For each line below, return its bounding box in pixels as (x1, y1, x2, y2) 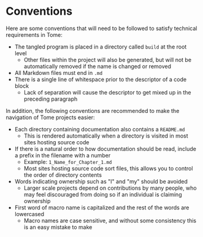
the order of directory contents (23, 171, 102, 179)
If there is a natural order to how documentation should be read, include (14, 145, 197, 152)
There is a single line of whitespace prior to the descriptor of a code (14, 76, 187, 83)
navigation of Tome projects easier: (6, 114, 96, 121)
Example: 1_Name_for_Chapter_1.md (23, 158, 112, 165)
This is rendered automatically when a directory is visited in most (23, 132, 188, 139)
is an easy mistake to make (23, 223, 93, 231)
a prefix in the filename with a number (14, 152, 111, 159)
